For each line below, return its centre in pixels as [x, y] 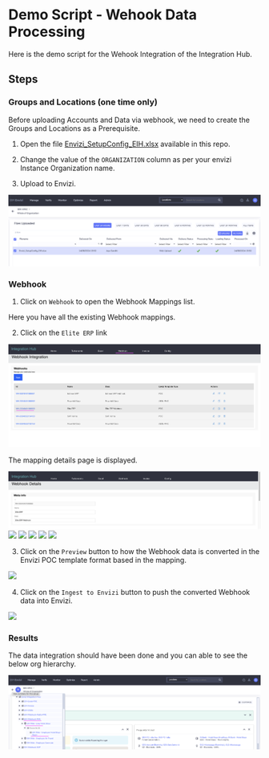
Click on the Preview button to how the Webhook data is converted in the [140, 551]
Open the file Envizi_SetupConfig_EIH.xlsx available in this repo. [125, 144]
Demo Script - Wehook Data [103, 15]
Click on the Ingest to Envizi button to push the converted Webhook [135, 592]
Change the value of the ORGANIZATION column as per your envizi [126, 159]
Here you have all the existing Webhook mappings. [92, 317]
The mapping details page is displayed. [73, 460]
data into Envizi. [46, 601]
